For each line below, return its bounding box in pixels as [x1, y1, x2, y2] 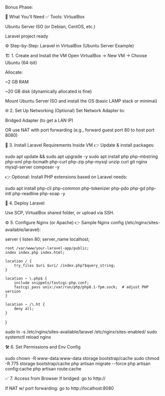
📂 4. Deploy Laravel [5, 200, 45, 206]
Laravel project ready [5, 33, 48, 39]
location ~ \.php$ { [5, 276, 48, 281]
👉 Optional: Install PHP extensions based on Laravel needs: [5, 174, 128, 180]
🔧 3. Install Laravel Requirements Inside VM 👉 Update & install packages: [5, 142, 155, 148]
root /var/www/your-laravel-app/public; [5, 246, 90, 251]
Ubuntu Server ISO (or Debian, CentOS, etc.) [5, 24, 96, 29]
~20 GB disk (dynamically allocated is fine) [5, 88, 92, 94]
